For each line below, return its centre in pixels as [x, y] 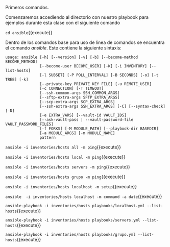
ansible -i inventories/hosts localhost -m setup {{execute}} [71, 187]
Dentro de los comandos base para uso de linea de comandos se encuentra [85, 42]
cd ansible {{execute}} [29, 32]
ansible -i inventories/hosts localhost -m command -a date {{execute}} [84, 196]
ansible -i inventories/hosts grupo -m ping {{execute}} [66, 177]
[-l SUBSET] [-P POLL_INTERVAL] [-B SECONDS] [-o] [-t [99, 75]
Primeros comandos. [27, 7]
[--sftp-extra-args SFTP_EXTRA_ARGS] [80, 97]
